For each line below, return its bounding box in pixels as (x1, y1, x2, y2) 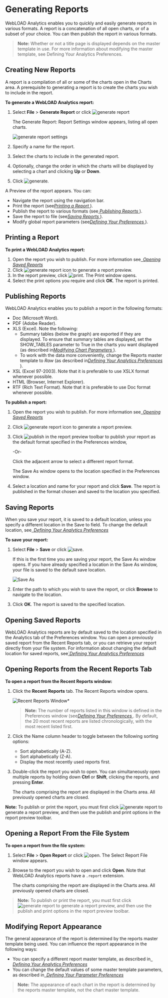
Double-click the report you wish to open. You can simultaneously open (12, 768, 160, 774)
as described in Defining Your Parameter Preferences (12, 972, 124, 978)
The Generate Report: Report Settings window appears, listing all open (12, 119, 158, 125)
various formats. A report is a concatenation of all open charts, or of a (5, 25, 149, 31)
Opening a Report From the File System (5, 829, 129, 838)
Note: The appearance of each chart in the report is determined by (17, 981, 156, 988)
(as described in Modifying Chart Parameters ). (19, 347, 116, 353)
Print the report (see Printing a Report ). (12, 203, 93, 209)
